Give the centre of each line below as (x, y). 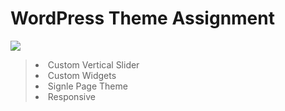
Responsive (71, 96)
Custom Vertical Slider (93, 64)
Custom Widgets (82, 75)
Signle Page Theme (87, 86)
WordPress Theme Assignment (142, 18)
